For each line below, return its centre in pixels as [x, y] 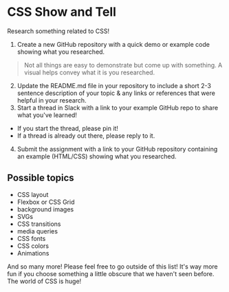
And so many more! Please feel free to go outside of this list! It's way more [112, 267]
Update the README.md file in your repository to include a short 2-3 [114, 85]
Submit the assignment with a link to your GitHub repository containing [117, 149]
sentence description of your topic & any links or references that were [116, 93]
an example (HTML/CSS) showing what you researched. [97, 156]
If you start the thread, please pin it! [68, 128]
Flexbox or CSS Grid [46, 202]
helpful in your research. [52, 100]
